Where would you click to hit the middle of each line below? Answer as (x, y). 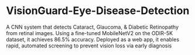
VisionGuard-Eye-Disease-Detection (98, 11)
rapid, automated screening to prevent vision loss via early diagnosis (89, 46)
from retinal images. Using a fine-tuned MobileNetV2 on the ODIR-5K (90, 33)
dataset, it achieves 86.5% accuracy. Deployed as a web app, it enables (93, 39)
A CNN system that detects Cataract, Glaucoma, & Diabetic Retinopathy (93, 27)
